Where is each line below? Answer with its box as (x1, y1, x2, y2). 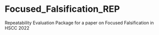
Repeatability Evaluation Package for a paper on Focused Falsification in (5, 20, 154, 26)
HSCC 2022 (5, 25, 30, 31)
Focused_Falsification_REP (5, 3, 120, 15)
